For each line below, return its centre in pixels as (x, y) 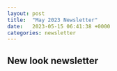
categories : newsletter (42, 33)
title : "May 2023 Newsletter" (53, 20)
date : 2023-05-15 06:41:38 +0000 (59, 26)
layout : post (26, 13)
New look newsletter (53, 60)
